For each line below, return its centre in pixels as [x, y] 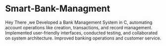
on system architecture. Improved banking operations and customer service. [83, 38]
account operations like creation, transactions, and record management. [79, 27]
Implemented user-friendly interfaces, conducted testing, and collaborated [81, 33]
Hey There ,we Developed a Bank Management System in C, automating [79, 22]
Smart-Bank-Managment [58, 9]
